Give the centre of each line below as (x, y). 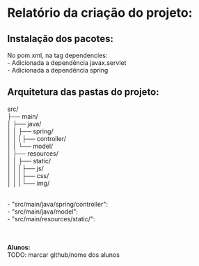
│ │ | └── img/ (29, 183)
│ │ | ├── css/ (28, 175)
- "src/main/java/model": (43, 212)
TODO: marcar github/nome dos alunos (64, 254)
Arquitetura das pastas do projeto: (83, 92)
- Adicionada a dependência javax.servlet (67, 63)
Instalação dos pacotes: (60, 39)
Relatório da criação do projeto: (100, 13)
